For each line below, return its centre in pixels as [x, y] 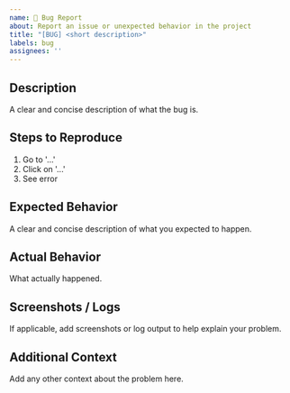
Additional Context [63, 357]
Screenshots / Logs [65, 307]
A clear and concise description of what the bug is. [104, 109]
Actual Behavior [55, 256]
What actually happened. [56, 279]
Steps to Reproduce [66, 137]
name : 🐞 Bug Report [46, 18]
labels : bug [32, 43]
